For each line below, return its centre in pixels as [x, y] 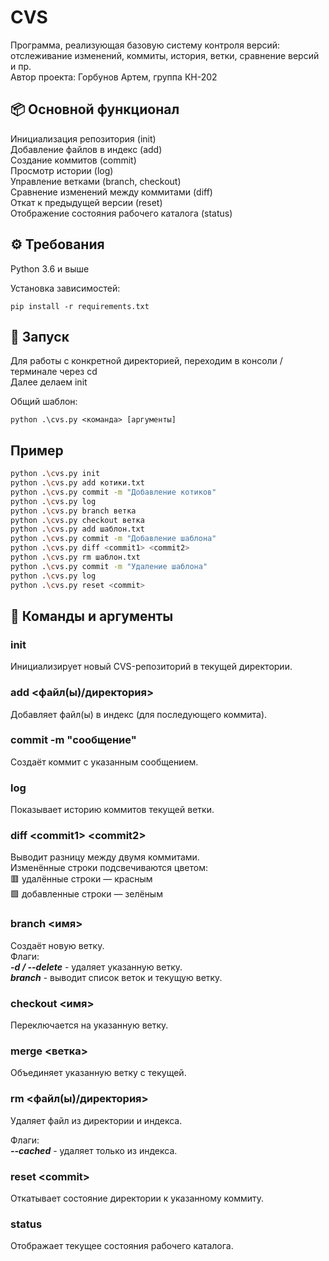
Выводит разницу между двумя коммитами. [105, 857]
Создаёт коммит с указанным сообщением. [104, 762]
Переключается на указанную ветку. [89, 1025]
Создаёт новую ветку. [57, 945]
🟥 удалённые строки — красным [81, 879]
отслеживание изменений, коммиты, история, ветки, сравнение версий [165, 55]
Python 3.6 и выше [50, 268]
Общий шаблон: [44, 402]
